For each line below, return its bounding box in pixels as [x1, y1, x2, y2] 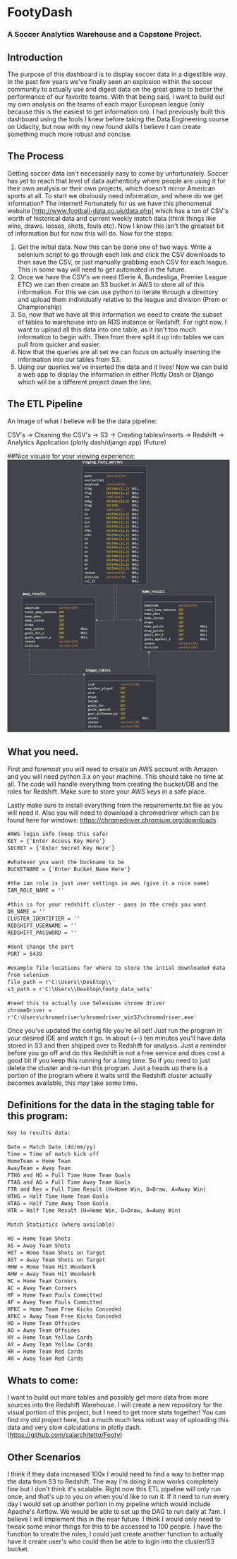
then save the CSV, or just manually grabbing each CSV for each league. [17, 257, 229, 266]
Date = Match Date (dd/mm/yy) [7, 1144, 97, 1151]
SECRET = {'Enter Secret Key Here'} [7, 844, 115, 851]
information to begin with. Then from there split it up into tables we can [17, 332, 224, 341]
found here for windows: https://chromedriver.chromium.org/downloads [7, 815, 217, 824]
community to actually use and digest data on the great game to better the [7, 85, 224, 93]
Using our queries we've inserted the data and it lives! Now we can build [17, 363, 228, 371]
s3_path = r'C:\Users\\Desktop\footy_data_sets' [7, 985, 153, 993]
